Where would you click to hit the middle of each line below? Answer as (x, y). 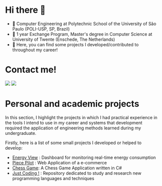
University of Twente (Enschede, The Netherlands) (64, 39)
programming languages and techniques (53, 178)
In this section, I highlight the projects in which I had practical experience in (81, 117)
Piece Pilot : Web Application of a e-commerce (59, 162)
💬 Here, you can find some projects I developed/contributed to (75, 44)
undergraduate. (21, 133)
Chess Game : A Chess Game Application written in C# (67, 168)
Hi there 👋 (25, 10)
